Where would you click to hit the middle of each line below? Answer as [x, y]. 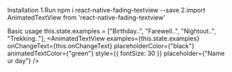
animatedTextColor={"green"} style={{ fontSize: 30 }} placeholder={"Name [116, 53]
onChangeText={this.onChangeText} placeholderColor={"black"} [101, 46]
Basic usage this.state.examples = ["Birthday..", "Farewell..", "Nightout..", [111, 31]
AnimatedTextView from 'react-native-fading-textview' [87, 17]
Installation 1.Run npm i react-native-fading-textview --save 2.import [106, 10]
